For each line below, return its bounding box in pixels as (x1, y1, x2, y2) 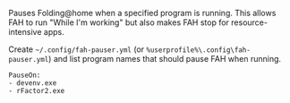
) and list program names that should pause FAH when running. (47, 54, 282, 64)
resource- (231, 17, 268, 28)
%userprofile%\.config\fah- (146, 46, 252, 55)
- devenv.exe (8, 79, 57, 88)
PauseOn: (8, 71, 41, 80)
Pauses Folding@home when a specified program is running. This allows (8, 8, 277, 18)
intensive (8, 27, 42, 37)
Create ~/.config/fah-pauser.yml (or (8, 44, 145, 55)
